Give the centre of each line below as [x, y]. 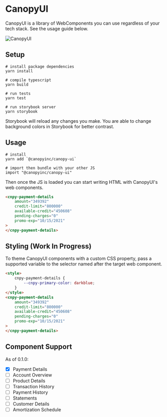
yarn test [16, 98]
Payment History [30, 392]
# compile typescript [28, 80]
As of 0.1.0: [17, 359]
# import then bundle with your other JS [50, 168]
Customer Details [31, 404]
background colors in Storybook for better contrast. [60, 126]
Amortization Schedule [37, 410]
